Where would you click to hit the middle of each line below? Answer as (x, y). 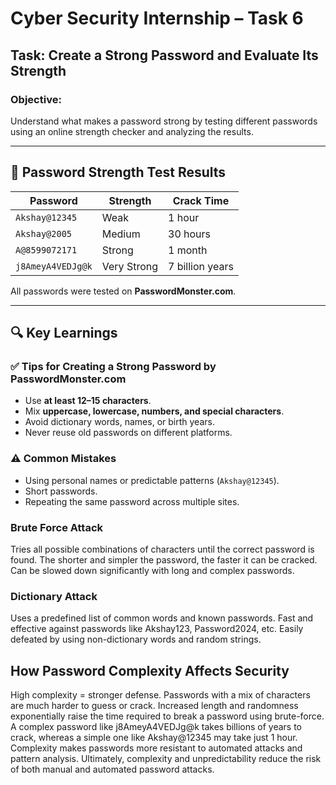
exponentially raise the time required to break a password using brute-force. (167, 716)
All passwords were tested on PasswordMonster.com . (123, 291)
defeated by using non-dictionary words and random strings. (136, 639)
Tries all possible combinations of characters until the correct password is (162, 549)
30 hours (190, 234)
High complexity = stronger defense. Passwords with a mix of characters (160, 695)
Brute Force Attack (57, 527)
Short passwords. (61, 491)
